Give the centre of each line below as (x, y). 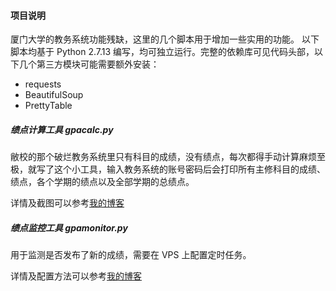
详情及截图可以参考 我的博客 (67, 203)
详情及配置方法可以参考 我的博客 (76, 276)
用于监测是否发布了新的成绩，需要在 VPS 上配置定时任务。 (131, 255)
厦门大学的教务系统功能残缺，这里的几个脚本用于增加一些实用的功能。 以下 (165, 39)
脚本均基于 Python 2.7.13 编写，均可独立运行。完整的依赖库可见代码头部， (162, 52)
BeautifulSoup (54, 95)
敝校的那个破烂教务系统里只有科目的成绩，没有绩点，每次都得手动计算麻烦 (163, 157)
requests (43, 84)
